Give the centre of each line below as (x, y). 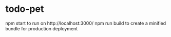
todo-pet (25, 9)
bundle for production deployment (42, 28)
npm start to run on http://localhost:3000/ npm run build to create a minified (86, 23)
